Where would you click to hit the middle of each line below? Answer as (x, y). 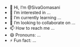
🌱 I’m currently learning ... (35, 18)
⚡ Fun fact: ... (23, 40)
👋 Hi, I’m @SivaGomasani (35, 7)
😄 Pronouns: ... (25, 35)
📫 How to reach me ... (32, 28)
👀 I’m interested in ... (30, 12)
